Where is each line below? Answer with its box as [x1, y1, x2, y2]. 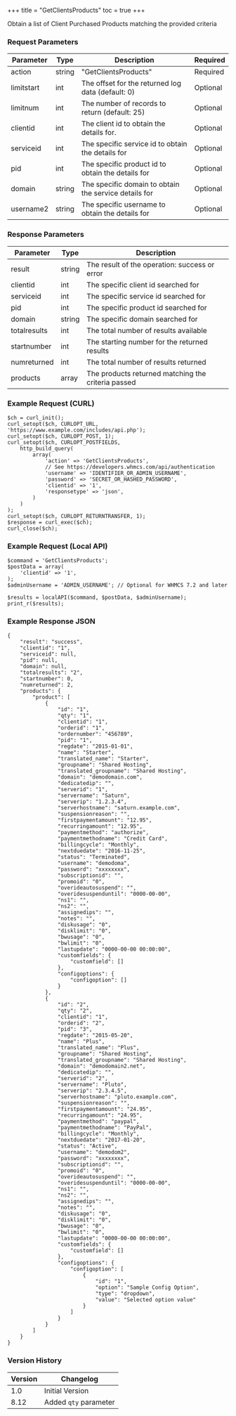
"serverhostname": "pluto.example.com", [57, 1093, 178, 1100]
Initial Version [44, 1386, 89, 1396]
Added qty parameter [44, 1397, 115, 1407]
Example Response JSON [7, 616, 96, 626]
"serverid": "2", [57, 1075, 109, 1082]
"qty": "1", [57, 713, 93, 720]
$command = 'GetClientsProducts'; [7, 557, 109, 564]
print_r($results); [7, 600, 65, 607]
